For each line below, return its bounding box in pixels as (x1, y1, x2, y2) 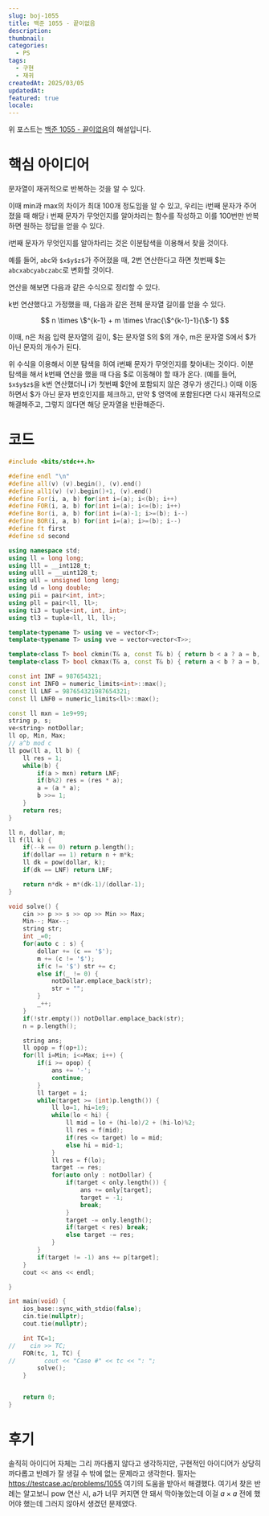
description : (8, 27, 52, 35)
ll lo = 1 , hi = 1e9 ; (51, 1103, 110, 1112)
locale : (8, 101, 35, 109)
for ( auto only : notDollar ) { (51, 1171, 153, 1179)
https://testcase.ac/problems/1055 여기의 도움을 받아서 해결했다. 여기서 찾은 (8, 1478, 253, 1488)
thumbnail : (8, 34, 45, 43)
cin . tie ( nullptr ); (22, 1313, 84, 1321)
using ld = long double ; (8, 584, 92, 592)
